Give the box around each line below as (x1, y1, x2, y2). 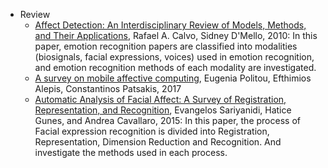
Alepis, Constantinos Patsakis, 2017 (34, 83, 182, 94)
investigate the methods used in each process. (34, 147, 228, 158)
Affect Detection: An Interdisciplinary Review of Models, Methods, (34, 19, 307, 31)
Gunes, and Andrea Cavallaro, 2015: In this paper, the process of (34, 115, 301, 126)
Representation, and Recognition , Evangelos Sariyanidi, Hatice (34, 104, 292, 116)
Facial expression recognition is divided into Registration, (34, 125, 270, 137)
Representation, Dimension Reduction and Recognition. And (34, 136, 282, 148)
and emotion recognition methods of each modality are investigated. (34, 62, 317, 73)
